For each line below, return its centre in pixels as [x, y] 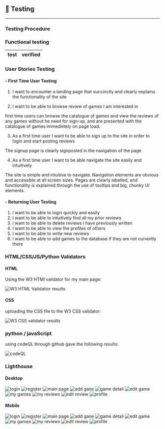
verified [31, 55]
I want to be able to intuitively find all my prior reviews [67, 218]
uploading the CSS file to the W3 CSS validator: [53, 311]
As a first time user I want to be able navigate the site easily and [77, 160]
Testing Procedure [28, 29]
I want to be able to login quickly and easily [56, 213]
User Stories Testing [30, 69]
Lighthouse [19, 366]
